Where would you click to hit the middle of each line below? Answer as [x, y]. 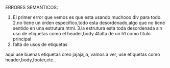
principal [22, 39]
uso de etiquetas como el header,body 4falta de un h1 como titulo [81, 33]
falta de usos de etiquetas [40, 44]
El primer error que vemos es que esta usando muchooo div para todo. [87, 17]
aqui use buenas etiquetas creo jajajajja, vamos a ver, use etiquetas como [83, 54]
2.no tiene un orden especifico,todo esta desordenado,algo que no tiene [89, 23]
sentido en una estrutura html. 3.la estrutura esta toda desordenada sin [87, 28]
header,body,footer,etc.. [31, 60]
